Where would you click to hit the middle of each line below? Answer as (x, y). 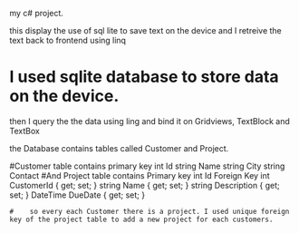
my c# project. (36, 13)
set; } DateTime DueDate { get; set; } (77, 195)
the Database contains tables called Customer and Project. (119, 148)
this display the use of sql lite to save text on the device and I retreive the (146, 30)
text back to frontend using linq (68, 40)
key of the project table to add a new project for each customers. (141, 219)
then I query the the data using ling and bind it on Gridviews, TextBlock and (149, 121)
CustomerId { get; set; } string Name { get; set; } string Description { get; (145, 185)
